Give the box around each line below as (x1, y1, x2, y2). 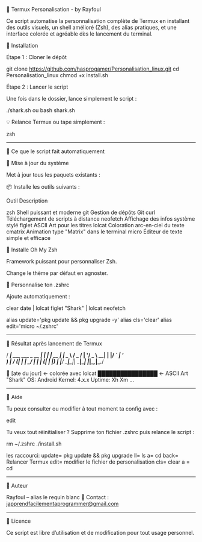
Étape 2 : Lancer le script (6, 83, 69, 90)
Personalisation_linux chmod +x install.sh (6, 72, 108, 78)
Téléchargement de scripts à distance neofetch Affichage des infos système (6, 215, 195, 222)
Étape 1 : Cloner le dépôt (6, 54, 67, 60)
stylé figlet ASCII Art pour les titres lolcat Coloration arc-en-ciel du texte (6, 222, 185, 228)
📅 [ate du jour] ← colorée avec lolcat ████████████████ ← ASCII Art (6, 370, 188, 377)
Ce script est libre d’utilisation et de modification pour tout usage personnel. (6, 529, 195, 536)
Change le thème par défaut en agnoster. (6, 269, 108, 277)
